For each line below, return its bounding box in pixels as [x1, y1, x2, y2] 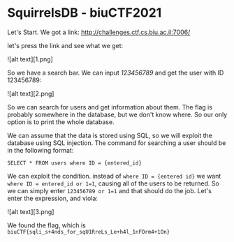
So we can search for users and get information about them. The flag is [7, 103, 213, 111]
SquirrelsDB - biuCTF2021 [7, 5, 162, 21]
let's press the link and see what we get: [7, 41, 124, 50]
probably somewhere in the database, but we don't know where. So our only [7, 110, 228, 119]
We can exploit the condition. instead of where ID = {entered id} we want [7, 172, 221, 180]
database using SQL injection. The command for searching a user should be [7, 138, 226, 147]
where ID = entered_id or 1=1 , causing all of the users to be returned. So [7, 179, 220, 188]
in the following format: [7, 146, 74, 154]
